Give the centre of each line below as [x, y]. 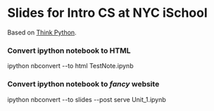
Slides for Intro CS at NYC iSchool [107, 13]
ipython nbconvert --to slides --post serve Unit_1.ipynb [87, 99]
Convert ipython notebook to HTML [69, 51]
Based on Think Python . [42, 32]
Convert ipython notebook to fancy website [83, 84]
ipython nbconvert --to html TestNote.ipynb [70, 66]
